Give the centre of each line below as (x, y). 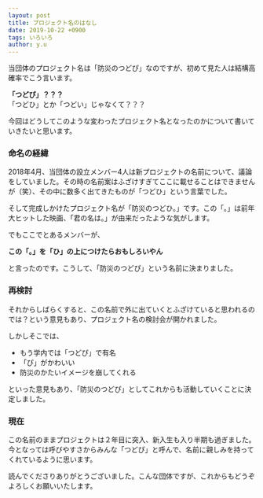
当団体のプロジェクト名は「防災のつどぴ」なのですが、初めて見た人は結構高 (132, 68)
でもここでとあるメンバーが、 (56, 235)
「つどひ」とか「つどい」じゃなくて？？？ (77, 105)
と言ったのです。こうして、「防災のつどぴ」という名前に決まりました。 (123, 268)
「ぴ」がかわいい (47, 362)
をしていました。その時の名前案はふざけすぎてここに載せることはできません (132, 182)
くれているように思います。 (53, 459)
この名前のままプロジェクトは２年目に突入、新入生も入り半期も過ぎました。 (132, 440)
